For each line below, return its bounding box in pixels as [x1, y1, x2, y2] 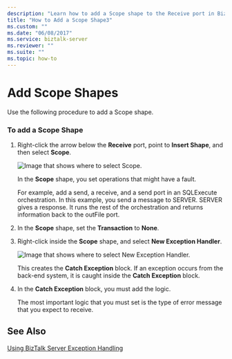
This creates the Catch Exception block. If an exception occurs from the [17, 264, 224, 272]
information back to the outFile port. [17, 210, 120, 219]
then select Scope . [17, 148, 71, 156]
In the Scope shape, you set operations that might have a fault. [17, 174, 197, 183]
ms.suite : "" [7, 49, 45, 56]
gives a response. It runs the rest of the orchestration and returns [17, 203, 204, 211]
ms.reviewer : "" [7, 42, 54, 49]
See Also [7, 326, 46, 338]
